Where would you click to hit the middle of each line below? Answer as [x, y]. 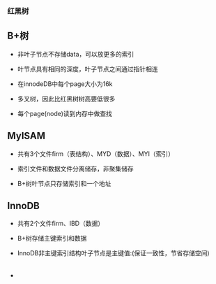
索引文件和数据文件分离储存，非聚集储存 [75, 169]
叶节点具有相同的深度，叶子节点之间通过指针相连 [87, 69]
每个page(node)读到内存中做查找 [65, 113]
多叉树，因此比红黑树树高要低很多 [66, 99]
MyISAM [26, 136]
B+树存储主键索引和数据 [52, 239]
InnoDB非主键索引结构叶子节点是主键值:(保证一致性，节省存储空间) [114, 253]
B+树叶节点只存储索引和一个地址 [64, 183]
